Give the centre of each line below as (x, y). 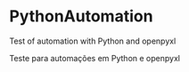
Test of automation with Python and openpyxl (93, 41)
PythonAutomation (81, 16)
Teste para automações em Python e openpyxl (95, 58)
